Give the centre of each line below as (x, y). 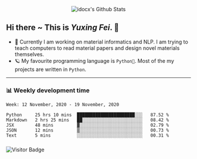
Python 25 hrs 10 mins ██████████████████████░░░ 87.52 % (87, 115)
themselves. (29, 54)
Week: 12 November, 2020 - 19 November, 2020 (62, 105)
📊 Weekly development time (48, 90)
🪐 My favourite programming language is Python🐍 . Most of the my (94, 60)
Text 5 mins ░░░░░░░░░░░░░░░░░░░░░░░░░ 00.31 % (87, 136)
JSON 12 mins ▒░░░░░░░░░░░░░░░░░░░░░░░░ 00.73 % (87, 131)
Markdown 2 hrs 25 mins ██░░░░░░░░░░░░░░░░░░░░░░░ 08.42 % (87, 120)
